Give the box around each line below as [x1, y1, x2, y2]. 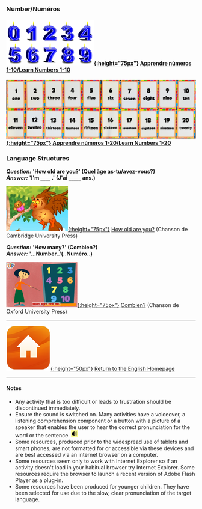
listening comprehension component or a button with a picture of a [14, 417, 181, 424]
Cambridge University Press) [6, 232, 78, 239]
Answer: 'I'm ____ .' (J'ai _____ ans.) [6, 174, 96, 181]
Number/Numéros [6, 5, 60, 13]
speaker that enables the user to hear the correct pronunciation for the [14, 423, 191, 431]
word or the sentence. [14, 431, 70, 439]
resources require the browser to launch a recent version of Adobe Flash [14, 470, 195, 477]
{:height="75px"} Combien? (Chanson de [77, 302, 179, 309]
